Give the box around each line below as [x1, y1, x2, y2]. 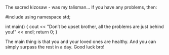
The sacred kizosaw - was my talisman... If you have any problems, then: [5, 4, 157, 10]
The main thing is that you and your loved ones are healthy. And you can [5, 38, 156, 44]
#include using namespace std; [5, 14, 71, 19]
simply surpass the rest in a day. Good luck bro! [5, 44, 105, 49]
